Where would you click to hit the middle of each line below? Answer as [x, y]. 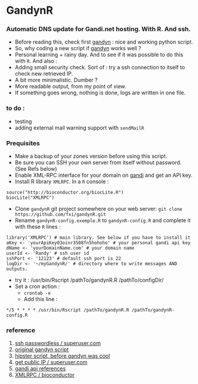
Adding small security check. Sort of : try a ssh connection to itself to [100, 67]
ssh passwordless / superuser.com [58, 343]
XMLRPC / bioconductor [44, 375]
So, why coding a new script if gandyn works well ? [78, 48]
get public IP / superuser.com [51, 363]
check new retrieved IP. [44, 74]
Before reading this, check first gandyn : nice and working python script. [104, 42]
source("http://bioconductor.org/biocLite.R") [65, 193]
